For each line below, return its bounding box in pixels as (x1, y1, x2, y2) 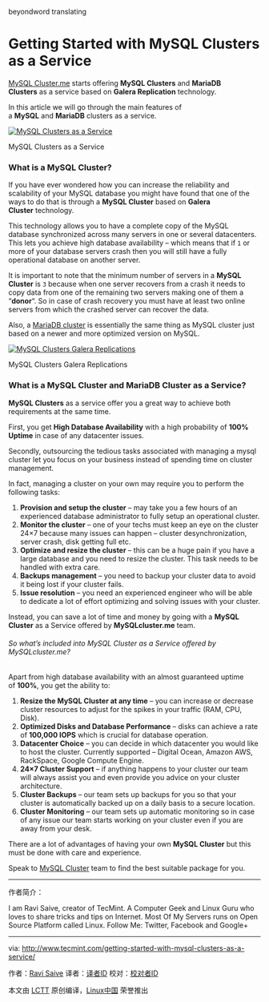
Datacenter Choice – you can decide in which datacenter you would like (19, 738, 259, 748)
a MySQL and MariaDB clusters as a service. (8, 111, 157, 120)
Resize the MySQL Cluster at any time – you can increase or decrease (19, 696, 254, 706)
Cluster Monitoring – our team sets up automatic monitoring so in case (19, 807, 255, 816)
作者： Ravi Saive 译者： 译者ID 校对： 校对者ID (8, 968, 159, 978)
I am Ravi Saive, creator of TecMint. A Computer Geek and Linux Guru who (8, 903, 255, 912)
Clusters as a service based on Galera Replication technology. (8, 87, 217, 96)
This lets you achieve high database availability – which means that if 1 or (8, 238, 251, 247)
